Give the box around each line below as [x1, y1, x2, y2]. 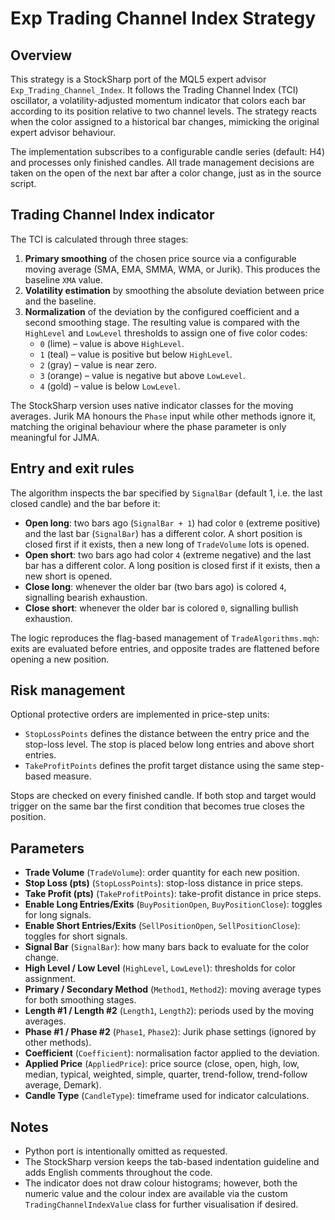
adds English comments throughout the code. [24, 1167, 213, 1179]
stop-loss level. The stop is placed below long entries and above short [24, 738, 315, 751]
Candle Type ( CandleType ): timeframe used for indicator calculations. [24, 1090, 310, 1102]
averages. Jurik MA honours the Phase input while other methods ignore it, [10, 410, 317, 422]
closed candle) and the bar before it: [10, 497, 161, 509]
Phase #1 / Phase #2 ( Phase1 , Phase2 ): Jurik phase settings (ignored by [24, 1026, 317, 1038]
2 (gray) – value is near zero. [39, 358, 157, 371]
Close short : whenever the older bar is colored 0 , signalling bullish [24, 602, 299, 614]
